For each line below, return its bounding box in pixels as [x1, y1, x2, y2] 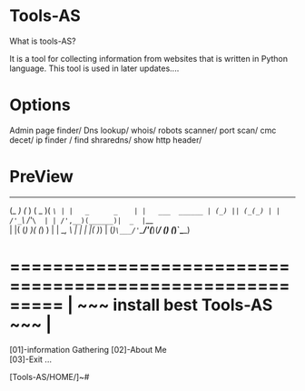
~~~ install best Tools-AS [76, 295, 273, 315]
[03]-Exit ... [9, 354, 53, 365]
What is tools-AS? [9, 35, 76, 46]
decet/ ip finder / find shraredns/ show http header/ [9, 134, 202, 145]
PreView [9, 166, 74, 187]
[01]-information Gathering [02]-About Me [9, 344, 167, 355]
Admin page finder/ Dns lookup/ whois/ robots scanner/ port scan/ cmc [9, 125, 277, 135]
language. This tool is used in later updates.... [9, 63, 180, 74]
